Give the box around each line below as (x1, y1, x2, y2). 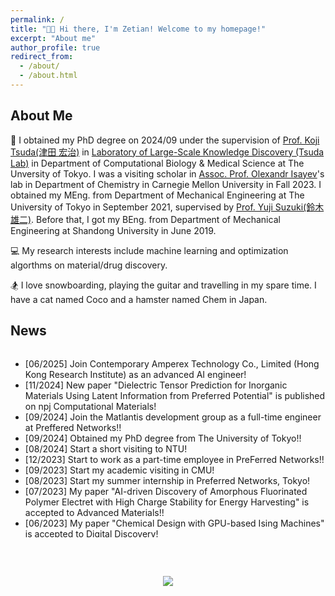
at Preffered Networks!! (24, 421, 122, 433)
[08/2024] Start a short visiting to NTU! (24, 442, 188, 455)
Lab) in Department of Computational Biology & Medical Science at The (10, 157, 305, 169)
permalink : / (10, 14, 65, 25)
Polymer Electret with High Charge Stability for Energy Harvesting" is (24, 496, 310, 508)
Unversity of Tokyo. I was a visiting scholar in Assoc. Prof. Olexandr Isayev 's (10, 167, 325, 180)
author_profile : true (10, 42, 101, 53)
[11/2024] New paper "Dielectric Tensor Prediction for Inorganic (24, 379, 288, 391)
